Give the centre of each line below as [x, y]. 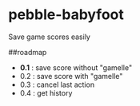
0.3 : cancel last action [57, 84]
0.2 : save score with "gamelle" [71, 76]
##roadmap [28, 52]
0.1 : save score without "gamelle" [76, 67]
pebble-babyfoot [66, 15]
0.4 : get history [46, 92]
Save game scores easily [49, 37]
